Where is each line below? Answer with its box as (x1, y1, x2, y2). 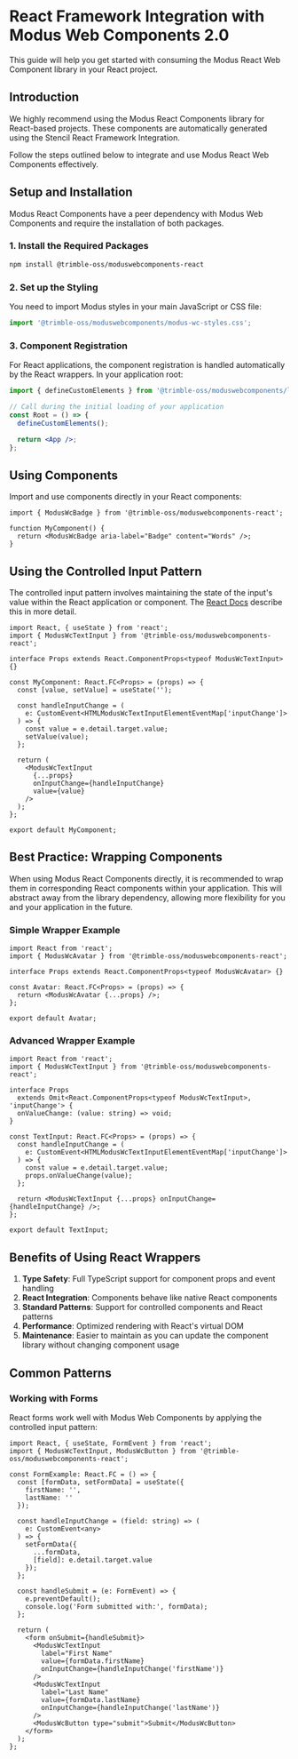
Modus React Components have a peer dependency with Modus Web (9, 208, 263, 219)
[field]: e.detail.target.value (32, 1555, 153, 1564)
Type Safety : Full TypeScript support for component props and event (21, 1274, 276, 1284)
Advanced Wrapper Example (9, 1035, 136, 1047)
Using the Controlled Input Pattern (9, 564, 202, 579)
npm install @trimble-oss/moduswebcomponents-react (9, 260, 204, 268)
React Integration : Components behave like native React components (21, 1292, 278, 1303)
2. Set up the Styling (9, 281, 99, 293)
